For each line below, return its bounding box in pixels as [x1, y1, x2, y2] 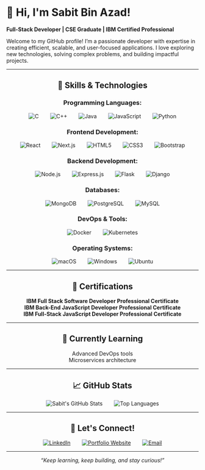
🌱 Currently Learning [62, 333, 143, 344]
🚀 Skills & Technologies [57, 80, 148, 91]
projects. [6, 57, 29, 64]
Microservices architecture [68, 356, 137, 363]
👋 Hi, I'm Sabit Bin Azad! [6, 5, 131, 20]
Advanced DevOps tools [72, 350, 133, 357]
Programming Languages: [63, 99, 142, 107]
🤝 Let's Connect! [70, 423, 135, 433]
